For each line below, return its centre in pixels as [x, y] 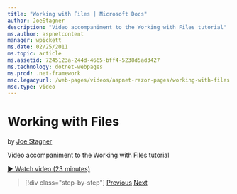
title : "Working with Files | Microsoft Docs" [77, 14]
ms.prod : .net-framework [44, 73]
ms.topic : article [34, 54]
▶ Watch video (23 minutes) [49, 169]
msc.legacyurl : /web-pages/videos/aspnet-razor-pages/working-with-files [119, 80]
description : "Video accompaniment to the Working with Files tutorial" [117, 27]
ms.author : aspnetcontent [45, 34]
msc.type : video [31, 87]
